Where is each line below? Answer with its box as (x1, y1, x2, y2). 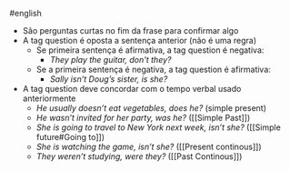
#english (9, 8, 43, 18)
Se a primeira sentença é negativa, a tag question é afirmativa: (35, 64, 271, 75)
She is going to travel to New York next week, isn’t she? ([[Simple (35, 122, 282, 133)
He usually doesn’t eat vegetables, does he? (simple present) (35, 103, 266, 113)
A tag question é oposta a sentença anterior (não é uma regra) (22, 35, 257, 45)
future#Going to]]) (35, 132, 105, 142)
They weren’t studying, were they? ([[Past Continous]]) (35, 151, 243, 162)
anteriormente (22, 93, 76, 104)
